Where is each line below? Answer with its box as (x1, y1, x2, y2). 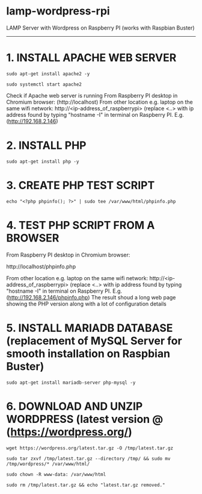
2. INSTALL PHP (6, 139, 87, 152)
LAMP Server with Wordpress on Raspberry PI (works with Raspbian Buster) (6, 24, 195, 31)
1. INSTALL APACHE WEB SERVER (6, 51, 177, 64)
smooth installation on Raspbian (6, 346, 170, 360)
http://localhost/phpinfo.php (6, 263, 76, 270)
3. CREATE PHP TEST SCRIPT (6, 179, 155, 192)
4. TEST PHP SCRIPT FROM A (6, 218, 155, 232)
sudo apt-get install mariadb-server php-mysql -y (6, 380, 136, 386)
